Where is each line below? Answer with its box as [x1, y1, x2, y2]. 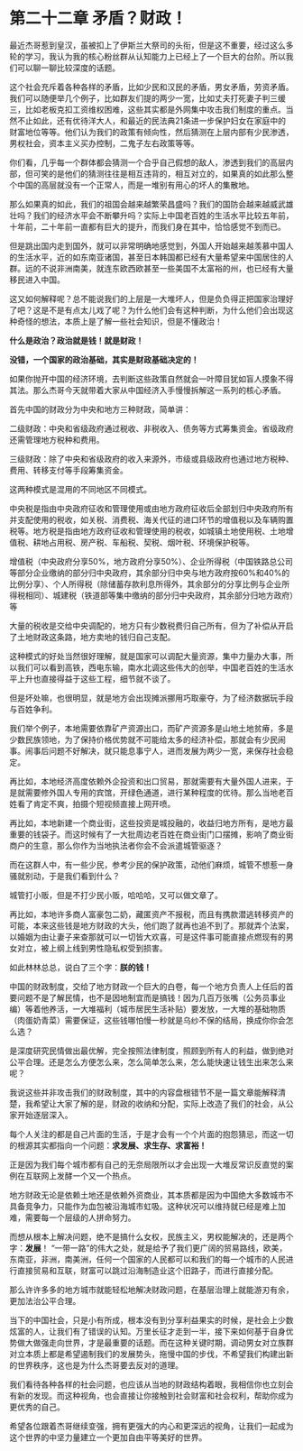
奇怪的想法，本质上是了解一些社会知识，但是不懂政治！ [16, 316, 223, 326]
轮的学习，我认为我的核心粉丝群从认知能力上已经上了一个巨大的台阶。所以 [9, 51, 286, 61]
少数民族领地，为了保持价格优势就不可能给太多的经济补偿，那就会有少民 [9, 734, 278, 745]
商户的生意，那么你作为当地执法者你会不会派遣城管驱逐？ [9, 840, 223, 850]
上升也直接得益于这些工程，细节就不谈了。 [16, 673, 176, 684]
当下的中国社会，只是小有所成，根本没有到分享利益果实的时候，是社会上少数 [9, 1314, 294, 1326]
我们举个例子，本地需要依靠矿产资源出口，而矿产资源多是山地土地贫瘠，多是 [9, 722, 294, 733]
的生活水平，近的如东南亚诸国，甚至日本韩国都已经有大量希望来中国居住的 [9, 252, 286, 262]
